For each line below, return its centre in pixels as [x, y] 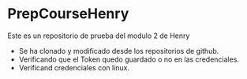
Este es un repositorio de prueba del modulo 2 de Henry [99, 36]
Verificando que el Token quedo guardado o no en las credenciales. [129, 59]
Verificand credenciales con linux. [74, 67]
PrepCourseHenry [68, 14]
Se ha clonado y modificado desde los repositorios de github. [119, 51]
